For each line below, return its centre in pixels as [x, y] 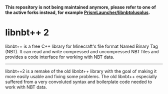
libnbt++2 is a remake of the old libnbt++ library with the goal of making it [81, 71]
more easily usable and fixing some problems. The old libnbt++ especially [81, 76]
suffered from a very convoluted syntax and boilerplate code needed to [79, 82]
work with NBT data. [26, 87]
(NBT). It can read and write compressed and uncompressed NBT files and [82, 51]
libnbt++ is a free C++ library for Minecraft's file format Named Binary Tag [82, 46]
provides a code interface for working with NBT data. [60, 57]
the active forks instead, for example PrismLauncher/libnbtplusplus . [78, 12]
